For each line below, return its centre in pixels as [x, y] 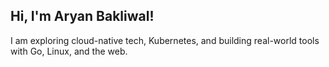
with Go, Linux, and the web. [69, 51]
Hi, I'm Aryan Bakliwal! [82, 16]
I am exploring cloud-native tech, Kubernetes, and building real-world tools [165, 40]
